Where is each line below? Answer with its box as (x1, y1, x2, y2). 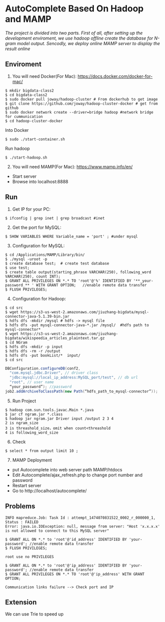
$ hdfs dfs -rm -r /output (5, 348, 61, 353)
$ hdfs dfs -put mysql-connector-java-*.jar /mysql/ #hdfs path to (5, 323, 149, 328)
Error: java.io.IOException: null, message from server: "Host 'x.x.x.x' (5, 524, 161, 529)
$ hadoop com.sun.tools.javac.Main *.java (5, 407, 94, 412)
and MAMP (5, 13, 52, 25)
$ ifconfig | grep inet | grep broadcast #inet (5, 216, 105, 221)
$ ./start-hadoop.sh (5, 155, 48, 160)
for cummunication (5, 114, 43, 119)
